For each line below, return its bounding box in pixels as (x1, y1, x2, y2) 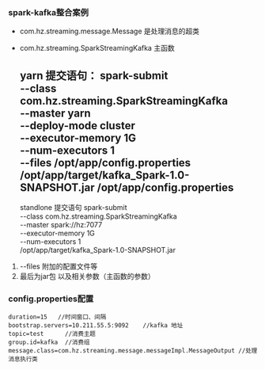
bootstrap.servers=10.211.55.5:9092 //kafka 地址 (8, 322, 184, 330)
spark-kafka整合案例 (8, 6, 89, 17)
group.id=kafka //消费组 (8, 338, 90, 346)
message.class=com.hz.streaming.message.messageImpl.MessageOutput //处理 (8, 347, 258, 355)
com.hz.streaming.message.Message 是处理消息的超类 (19, 26, 200, 36)
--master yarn (19, 106, 91, 120)
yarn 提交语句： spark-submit (19, 69, 168, 82)
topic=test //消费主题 (8, 330, 97, 338)
